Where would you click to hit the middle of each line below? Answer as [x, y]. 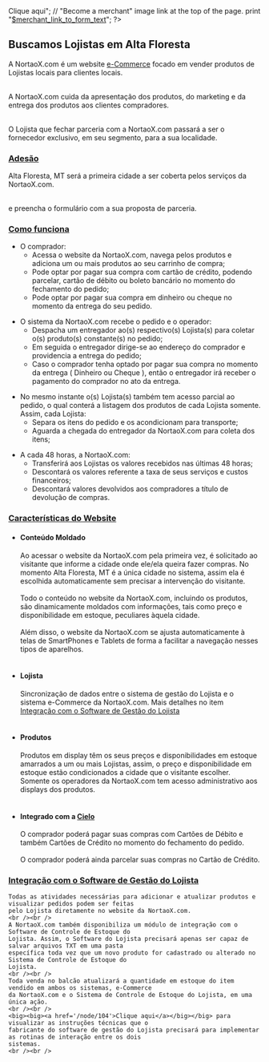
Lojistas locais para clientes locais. [66, 72]
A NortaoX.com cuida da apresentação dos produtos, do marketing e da [127, 96]
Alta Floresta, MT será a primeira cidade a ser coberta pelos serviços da [127, 176]
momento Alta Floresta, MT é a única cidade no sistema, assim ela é [132, 572]
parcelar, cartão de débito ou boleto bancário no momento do [134, 281]
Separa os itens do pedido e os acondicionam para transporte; [135, 422]
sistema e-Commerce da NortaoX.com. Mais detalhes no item [122, 702]
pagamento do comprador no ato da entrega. [106, 382]
